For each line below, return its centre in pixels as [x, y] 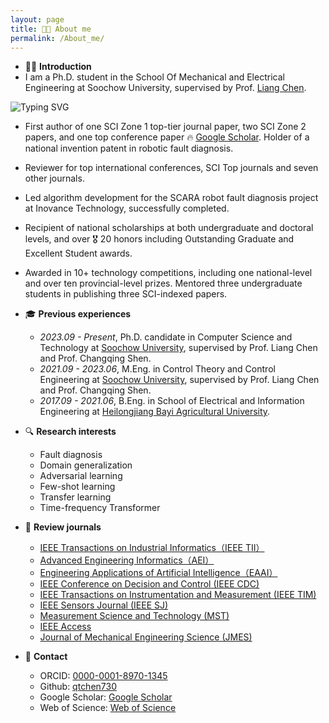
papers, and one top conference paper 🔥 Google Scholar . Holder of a [167, 137]
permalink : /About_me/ [57, 38]
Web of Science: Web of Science [108, 708]
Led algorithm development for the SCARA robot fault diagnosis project [171, 198]
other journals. [54, 178]
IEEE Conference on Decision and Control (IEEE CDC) [149, 584]
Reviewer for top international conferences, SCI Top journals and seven [171, 168]
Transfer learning [75, 497]
